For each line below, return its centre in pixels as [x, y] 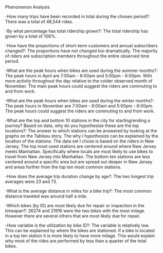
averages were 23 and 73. [31, 181]
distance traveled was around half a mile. [46, 196]
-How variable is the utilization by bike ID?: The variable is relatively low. [77, 225]
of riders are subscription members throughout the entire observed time [77, 56]
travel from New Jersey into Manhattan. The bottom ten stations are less [78, 157]
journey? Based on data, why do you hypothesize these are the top [72, 126]
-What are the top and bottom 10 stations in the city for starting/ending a [78, 120]
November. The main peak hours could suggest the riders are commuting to [81, 86]
